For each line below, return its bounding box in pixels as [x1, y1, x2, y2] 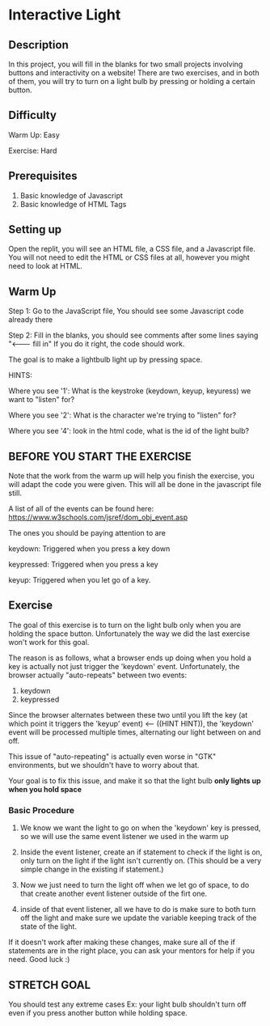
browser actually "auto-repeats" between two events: [8, 670, 188, 680]
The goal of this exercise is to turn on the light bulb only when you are [8, 620, 241, 630]
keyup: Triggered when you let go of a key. [8, 575, 151, 585]
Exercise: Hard [8, 146, 57, 155]
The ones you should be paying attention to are [8, 528, 166, 538]
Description [8, 38, 69, 52]
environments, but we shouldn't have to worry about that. [8, 760, 200, 769]
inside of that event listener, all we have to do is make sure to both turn [19, 905, 256, 914]
